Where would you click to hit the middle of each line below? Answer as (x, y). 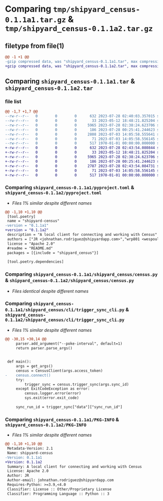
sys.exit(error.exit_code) (52, 398)
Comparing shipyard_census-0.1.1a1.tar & (70, 81)
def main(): (19, 362)
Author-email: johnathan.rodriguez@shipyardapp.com (60, 480)
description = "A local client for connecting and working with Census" (82, 235)
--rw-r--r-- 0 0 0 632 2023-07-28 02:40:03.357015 (80, 116)
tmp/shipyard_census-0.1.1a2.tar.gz (79, 29)
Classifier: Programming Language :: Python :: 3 (58, 494)
